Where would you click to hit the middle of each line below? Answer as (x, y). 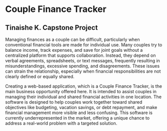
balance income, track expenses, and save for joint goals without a (74, 50)
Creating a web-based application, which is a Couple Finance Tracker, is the (84, 86)
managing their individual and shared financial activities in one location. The (83, 97)
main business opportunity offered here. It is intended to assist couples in (81, 91)
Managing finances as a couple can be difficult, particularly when (72, 39)
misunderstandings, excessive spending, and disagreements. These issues (82, 66)
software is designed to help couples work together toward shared (74, 102)
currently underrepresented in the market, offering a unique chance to (77, 118)
